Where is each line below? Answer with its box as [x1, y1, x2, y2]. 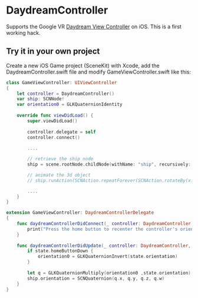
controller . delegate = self [27, 129, 96, 135]
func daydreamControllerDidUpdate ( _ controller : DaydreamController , [16, 243, 192, 249]
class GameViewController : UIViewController [6, 80, 117, 85]
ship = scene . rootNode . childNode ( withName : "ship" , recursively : [27, 161, 192, 167]
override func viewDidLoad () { [16, 112, 94, 118]
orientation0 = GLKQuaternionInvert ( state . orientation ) [37, 254, 178, 260]
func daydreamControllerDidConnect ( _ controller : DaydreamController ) [16, 221, 194, 227]
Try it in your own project [6, 47, 100, 57]
